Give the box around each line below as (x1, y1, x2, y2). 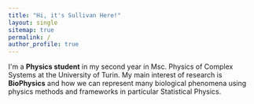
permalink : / (8, 33, 51, 41)
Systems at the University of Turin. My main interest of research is (8, 70, 223, 80)
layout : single (8, 19, 58, 27)
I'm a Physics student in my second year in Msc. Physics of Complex (8, 62, 234, 71)
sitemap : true (8, 26, 55, 34)
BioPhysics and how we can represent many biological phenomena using (8, 79, 247, 88)
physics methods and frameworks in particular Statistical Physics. (8, 87, 222, 96)
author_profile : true (8, 41, 79, 48)
